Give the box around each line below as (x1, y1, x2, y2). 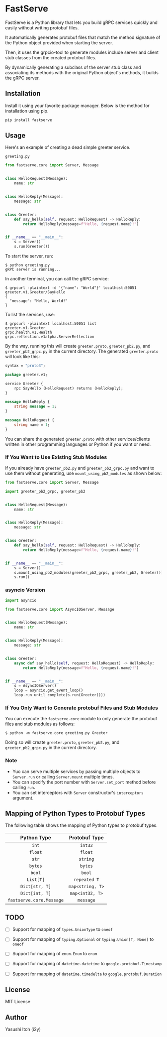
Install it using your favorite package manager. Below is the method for (5, 103, 150, 109)
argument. (12, 795, 34, 801)
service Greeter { (5, 381, 43, 386)
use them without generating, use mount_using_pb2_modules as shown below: (5, 470, 162, 476)
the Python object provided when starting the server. (5, 39, 113, 45)
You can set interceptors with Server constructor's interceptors (12, 789, 144, 795)
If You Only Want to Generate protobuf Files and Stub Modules (5, 704, 158, 711)
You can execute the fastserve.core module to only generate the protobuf (5, 716, 158, 722)
